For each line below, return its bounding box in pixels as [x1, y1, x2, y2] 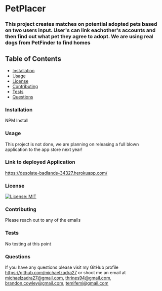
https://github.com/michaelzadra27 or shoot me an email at [5, 270, 126, 275]
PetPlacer [5, 3, 46, 14]
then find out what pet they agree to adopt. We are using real [5, 33, 154, 40]
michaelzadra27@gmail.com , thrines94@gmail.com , [5, 275, 112, 281]
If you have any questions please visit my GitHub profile [5, 264, 119, 270]
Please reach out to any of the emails [5, 217, 81, 223]
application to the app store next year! [5, 146, 83, 152]
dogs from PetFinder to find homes [5, 39, 90, 46]
